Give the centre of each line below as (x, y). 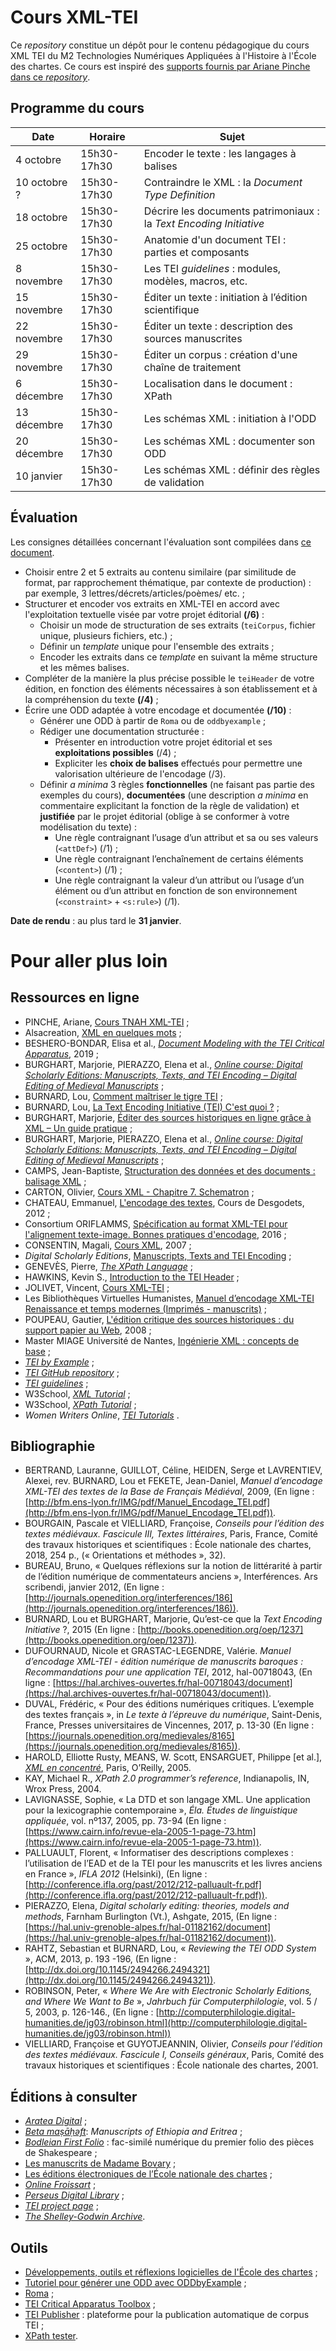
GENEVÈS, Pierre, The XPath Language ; (109, 1266)
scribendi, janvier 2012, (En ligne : (94, 1587)
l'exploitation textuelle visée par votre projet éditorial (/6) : (144, 614)
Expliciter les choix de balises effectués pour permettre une (178, 763)
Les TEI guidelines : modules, (212, 268)
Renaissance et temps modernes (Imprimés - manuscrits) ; (145, 1308)
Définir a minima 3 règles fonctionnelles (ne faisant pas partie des (177, 784)
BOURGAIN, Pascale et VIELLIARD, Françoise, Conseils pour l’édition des (174, 1523)
